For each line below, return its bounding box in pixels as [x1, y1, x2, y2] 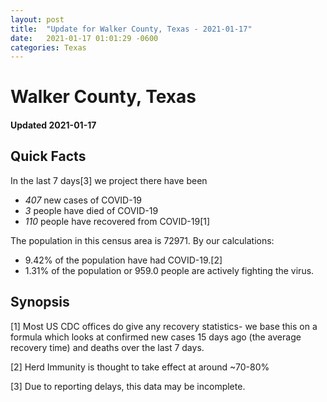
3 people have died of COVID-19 [24, 204, 159, 216]
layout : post [10, 14, 65, 25]
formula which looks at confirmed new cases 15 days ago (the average [10, 331, 302, 343]
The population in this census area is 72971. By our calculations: [10, 234, 275, 246]
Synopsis [10, 294, 70, 311]
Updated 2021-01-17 [10, 119, 97, 131]
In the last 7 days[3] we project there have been [10, 174, 208, 186]
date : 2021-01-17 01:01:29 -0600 [10, 33, 159, 43]
